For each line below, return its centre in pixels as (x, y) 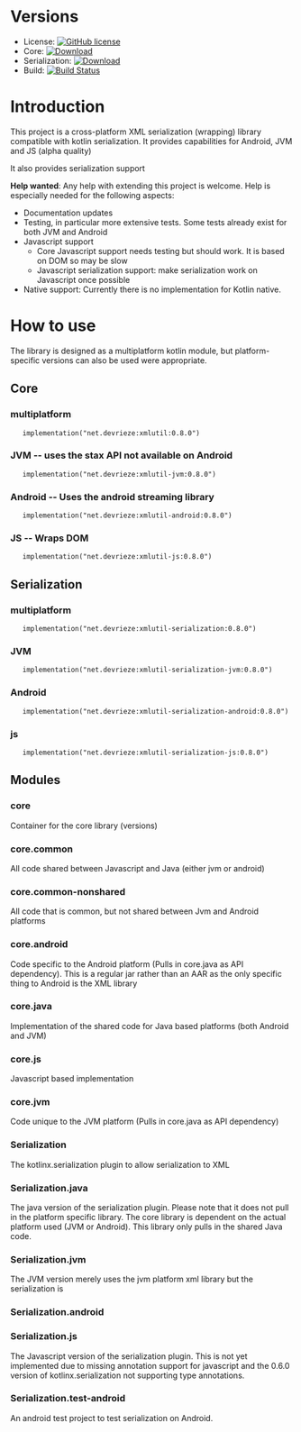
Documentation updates (68, 213)
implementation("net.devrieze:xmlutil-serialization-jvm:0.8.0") (147, 670)
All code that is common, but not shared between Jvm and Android (135, 911)
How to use (53, 326)
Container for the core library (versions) (84, 825)
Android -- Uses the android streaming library (112, 497)
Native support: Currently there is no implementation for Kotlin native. (152, 289)
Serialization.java (49, 1188)
